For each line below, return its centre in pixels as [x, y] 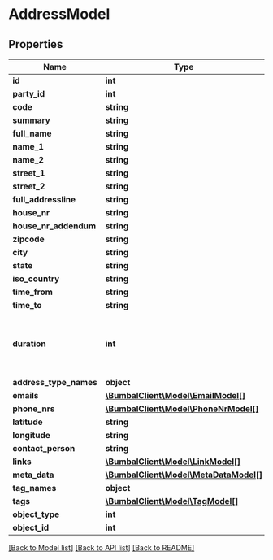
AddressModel [59, 14]
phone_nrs [34, 409]
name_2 [28, 160]
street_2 [29, 186]
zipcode [28, 239]
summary [31, 120]
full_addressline [44, 200]
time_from [32, 292]
